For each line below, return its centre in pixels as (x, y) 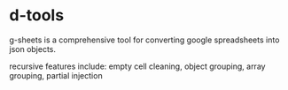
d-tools (37, 15)
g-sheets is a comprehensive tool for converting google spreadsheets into (144, 40)
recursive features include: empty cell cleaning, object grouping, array (137, 66)
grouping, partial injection (56, 75)
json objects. (32, 49)
